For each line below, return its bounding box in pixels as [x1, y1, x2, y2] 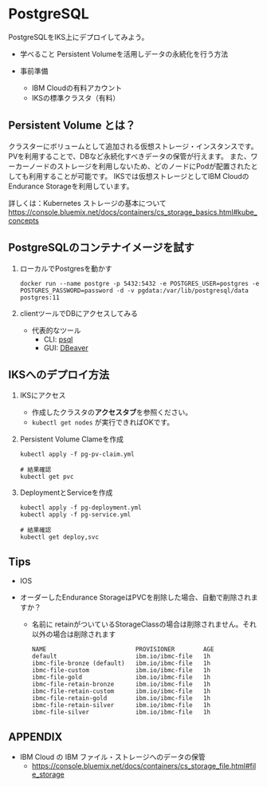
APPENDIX [8, 730, 63, 743]
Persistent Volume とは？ [8, 119, 136, 132]
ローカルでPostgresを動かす [19, 263, 113, 273]
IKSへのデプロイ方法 [8, 368, 110, 382]
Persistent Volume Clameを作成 [19, 434, 124, 444]
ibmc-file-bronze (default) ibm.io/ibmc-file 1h [31, 659, 211, 667]
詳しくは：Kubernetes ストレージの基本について [8, 198, 167, 208]
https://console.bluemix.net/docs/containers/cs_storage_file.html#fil [31, 761, 257, 770]
